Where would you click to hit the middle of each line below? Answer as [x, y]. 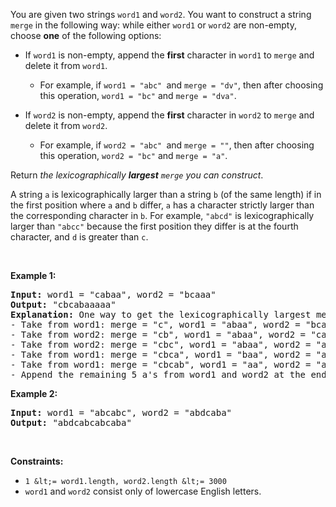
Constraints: [37, 461]
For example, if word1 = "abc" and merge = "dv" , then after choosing [181, 85]
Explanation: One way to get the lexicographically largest [161, 314]
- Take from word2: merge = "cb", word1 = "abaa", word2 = [158, 334]
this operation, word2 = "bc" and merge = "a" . [133, 155]
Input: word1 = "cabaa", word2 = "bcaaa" [113, 294]
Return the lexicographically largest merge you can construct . [137, 175]
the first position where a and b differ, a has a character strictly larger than [162, 205]
